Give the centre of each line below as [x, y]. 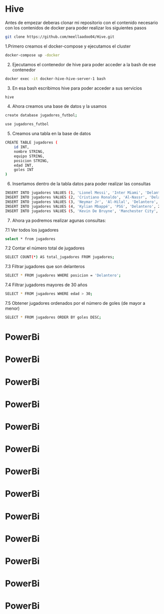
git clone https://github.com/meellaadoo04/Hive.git [60, 37]
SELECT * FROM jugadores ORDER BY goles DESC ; [53, 318]
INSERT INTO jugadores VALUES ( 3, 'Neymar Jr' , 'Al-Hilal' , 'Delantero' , [82, 202]
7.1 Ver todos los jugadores [32, 230]
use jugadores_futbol [27, 124]
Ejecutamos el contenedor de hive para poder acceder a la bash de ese [84, 64]
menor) [12, 308]
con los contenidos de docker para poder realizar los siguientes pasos [76, 27]
